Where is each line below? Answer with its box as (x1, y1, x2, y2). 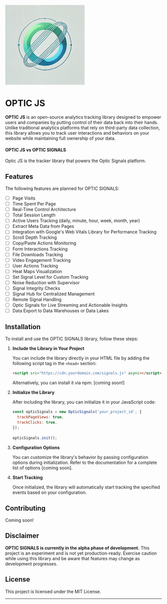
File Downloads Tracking (12, 251, 63, 257)
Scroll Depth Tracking (12, 234, 57, 240)
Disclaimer (5, 532, 39, 540)
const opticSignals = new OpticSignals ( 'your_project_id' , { (12, 409, 142, 414)
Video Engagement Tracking (12, 257, 71, 263)
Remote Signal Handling (12, 297, 62, 303)
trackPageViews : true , (17, 414, 64, 419)
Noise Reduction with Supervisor (12, 279, 80, 285)
